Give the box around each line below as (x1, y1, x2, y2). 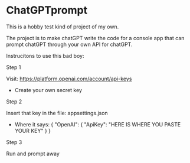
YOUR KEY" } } (14, 127, 51, 134)
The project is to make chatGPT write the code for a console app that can (6, 34, 185, 41)
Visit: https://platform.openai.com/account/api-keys (6, 75, 132, 82)
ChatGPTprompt (6, 4, 87, 17)
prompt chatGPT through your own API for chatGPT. (6, 41, 133, 48)
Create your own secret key (14, 86, 83, 93)
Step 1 (6, 63, 21, 71)
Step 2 (6, 98, 22, 105)
